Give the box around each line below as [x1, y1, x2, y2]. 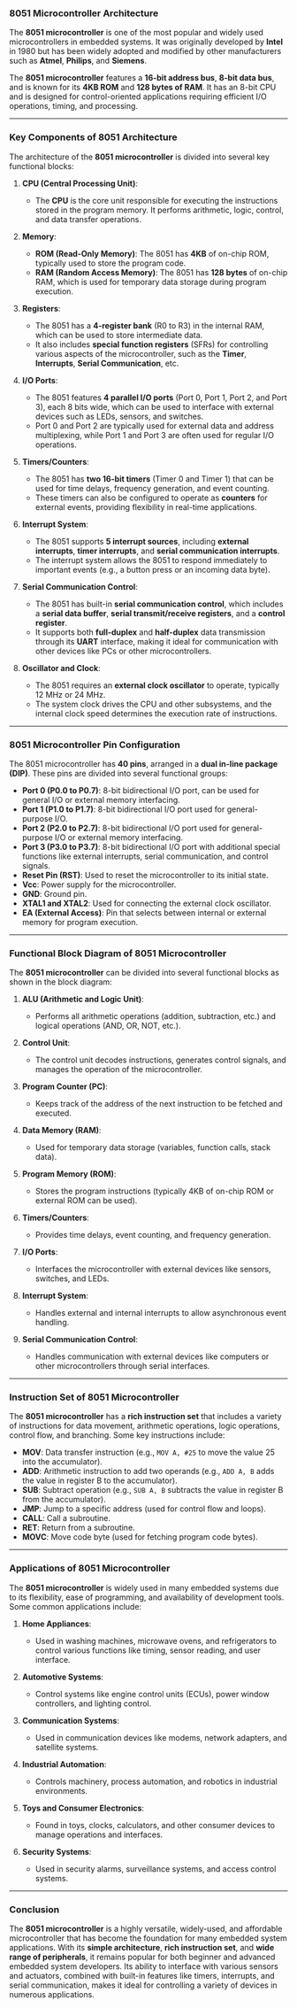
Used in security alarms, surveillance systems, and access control [34, 1863, 277, 1874]
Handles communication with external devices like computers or [34, 1351, 270, 1362]
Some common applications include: [9, 1601, 142, 1611]
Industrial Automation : [21, 1758, 107, 1769]
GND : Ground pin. [21, 888, 88, 899]
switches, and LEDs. [34, 1273, 110, 1284]
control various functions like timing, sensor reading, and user [34, 1645, 262, 1656]
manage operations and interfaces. [34, 1829, 164, 1840]
